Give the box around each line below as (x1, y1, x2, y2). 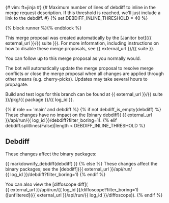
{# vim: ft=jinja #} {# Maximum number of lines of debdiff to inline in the (5, 5, 156, 10)
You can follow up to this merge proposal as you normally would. (5, 55, 141, 61)
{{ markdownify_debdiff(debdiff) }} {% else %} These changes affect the (5, 160, 158, 166)
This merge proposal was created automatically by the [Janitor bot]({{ (5, 35, 152, 41)
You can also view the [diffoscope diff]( (5, 181, 88, 187)
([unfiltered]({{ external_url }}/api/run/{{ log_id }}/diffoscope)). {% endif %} (5, 192, 163, 198)
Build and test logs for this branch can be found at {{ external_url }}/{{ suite (5, 91, 163, 97)
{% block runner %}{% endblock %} (5, 25, 82, 31)
